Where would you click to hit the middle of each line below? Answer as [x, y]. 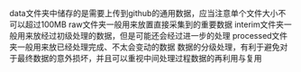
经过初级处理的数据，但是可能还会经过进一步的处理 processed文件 [164, 36]
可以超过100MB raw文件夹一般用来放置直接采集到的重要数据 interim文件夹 [146, 24]
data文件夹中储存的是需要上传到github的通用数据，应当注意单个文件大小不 [148, 13]
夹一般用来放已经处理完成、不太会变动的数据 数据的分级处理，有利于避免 [145, 47]
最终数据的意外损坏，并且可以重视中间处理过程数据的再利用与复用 [139, 58]
